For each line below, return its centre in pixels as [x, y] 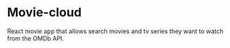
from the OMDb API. [36, 38]
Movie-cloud [45, 13]
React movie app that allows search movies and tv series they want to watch [115, 31]
